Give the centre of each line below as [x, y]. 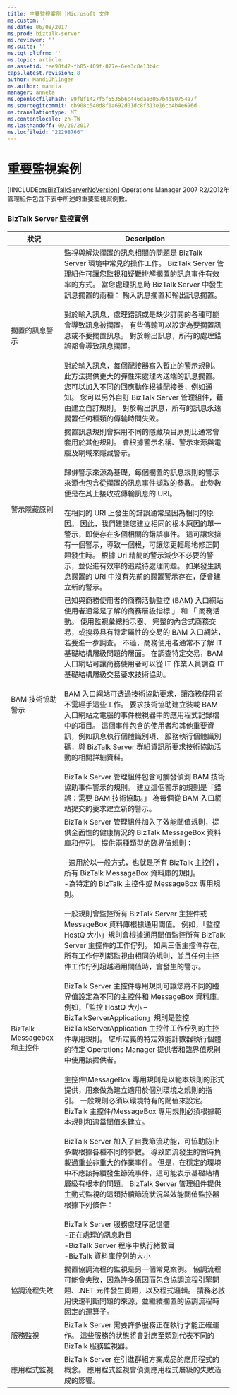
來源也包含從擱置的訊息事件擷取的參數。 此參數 [142, 483]
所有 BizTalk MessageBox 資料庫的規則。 [132, 873]
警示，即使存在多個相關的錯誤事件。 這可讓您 [139, 534]
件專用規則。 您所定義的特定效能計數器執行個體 [142, 1038]
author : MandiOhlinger [41, 79]
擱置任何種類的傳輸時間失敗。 [114, 419]
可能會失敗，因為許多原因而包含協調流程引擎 [138, 1280]
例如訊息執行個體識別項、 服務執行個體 [142, 736]
